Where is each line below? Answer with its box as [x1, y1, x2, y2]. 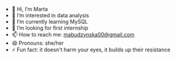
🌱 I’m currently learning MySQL [11, 18, 89, 25]
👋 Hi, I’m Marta [11, 6, 48, 12]
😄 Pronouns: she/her [11, 40, 64, 47]
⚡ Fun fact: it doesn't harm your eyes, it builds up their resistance [11, 46, 171, 53]
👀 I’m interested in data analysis [11, 12, 90, 19]
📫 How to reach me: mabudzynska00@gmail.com [11, 31, 135, 38]
